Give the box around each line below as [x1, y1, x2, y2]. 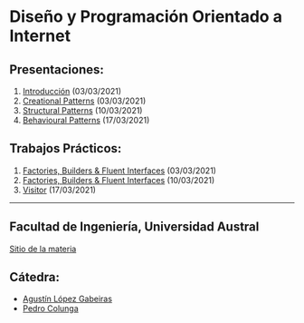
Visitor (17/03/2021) [22, 184, 97, 195]
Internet [9, 25, 71, 46]
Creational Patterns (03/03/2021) [22, 95, 147, 106]
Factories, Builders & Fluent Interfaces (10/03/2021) [22, 174, 215, 185]
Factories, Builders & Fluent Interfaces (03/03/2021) [22, 165, 217, 176]
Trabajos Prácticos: [9, 141, 122, 156]
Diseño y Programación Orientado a [9, 6, 283, 27]
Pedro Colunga [22, 303, 79, 314]
